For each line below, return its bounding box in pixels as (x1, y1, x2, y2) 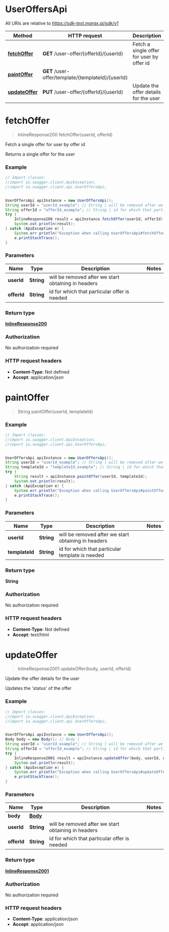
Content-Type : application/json (12, 916, 78, 922)
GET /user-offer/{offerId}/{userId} (42, 50, 123, 57)
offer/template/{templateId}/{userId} (42, 74, 128, 81)
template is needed (58, 551, 105, 558)
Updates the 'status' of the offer (5, 685, 72, 691)
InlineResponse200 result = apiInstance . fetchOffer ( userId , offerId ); (14, 217, 165, 222)
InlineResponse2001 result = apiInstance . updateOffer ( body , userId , (14, 755, 161, 761)
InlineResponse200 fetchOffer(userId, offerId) (17, 131, 113, 137)
